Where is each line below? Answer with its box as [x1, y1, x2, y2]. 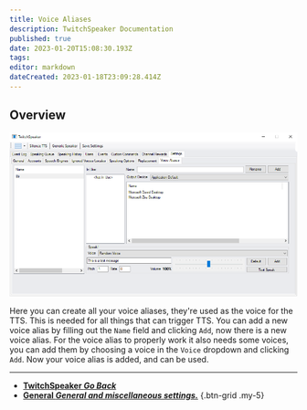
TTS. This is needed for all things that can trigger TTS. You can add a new [9, 315, 289, 326]
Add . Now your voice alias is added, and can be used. [9, 353, 209, 364]
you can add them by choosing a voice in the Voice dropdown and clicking [9, 343, 290, 355]
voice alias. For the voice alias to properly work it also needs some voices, [9, 334, 290, 345]
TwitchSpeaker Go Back [22, 380, 117, 391]
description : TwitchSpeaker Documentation [9, 24, 174, 34]
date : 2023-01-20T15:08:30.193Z [9, 44, 132, 53]
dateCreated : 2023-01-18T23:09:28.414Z [9, 73, 162, 82]
